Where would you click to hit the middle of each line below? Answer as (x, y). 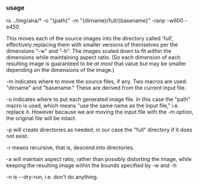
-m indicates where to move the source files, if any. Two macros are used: (97, 81)
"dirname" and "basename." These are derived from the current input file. (96, 88)
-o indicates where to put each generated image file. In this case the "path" (99, 99)
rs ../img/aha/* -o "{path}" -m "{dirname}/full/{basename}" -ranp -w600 (95, 21)
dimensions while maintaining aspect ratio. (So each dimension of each (93, 58)
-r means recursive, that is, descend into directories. (70, 148)
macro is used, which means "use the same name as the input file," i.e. (93, 106)
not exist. (18, 136)
